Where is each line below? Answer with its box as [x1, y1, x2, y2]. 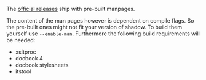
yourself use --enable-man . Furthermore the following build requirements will [6, 30, 200, 37]
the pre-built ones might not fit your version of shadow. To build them [6, 24, 183, 31]
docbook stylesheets [15, 61, 69, 68]
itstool [15, 68, 31, 75]
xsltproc [15, 48, 37, 56]
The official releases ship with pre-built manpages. [6, 5, 135, 12]
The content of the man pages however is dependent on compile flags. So [6, 17, 194, 24]
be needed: [6, 37, 36, 43]
